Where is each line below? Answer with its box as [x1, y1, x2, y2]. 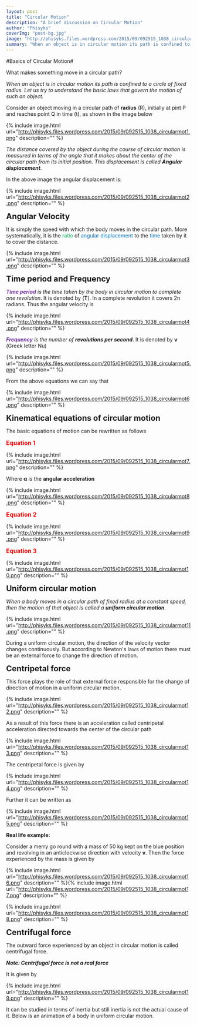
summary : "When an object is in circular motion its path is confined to [6, 42, 191, 48]
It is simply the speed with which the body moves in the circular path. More [6, 226, 188, 233]
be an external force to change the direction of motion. [6, 652, 138, 659]
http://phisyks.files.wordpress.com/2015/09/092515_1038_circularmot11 [18, 621, 191, 629]
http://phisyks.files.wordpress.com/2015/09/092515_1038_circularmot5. [18, 360, 191, 367]
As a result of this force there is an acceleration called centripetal [6, 719, 164, 726]
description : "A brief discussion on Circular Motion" [6, 19, 143, 25]
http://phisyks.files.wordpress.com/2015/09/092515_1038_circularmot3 [18, 256, 190, 263]
